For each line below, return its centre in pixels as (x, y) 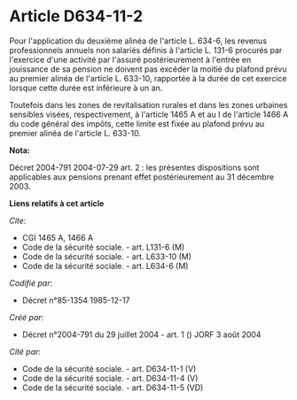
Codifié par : (31, 283)
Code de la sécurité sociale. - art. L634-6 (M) (105, 265)
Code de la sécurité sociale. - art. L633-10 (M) (107, 256)
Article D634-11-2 (76, 16)
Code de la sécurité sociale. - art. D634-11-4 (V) (110, 378)
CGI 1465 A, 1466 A (58, 237)
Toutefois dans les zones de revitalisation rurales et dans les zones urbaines (148, 104)
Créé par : (27, 317)
